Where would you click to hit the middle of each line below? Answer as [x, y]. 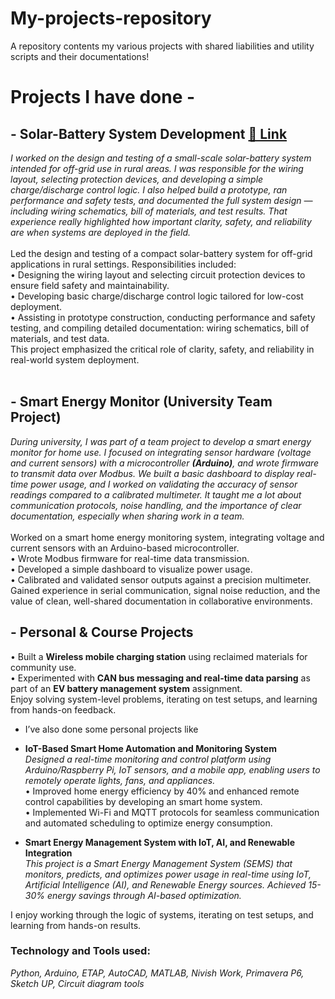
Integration [48, 853]
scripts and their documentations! [80, 56]
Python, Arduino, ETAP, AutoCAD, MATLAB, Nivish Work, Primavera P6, [157, 973]
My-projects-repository [111, 18]
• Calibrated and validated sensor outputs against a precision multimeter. [161, 579]
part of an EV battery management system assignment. [126, 688]
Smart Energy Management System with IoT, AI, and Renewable [159, 842]
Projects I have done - [103, 97]
